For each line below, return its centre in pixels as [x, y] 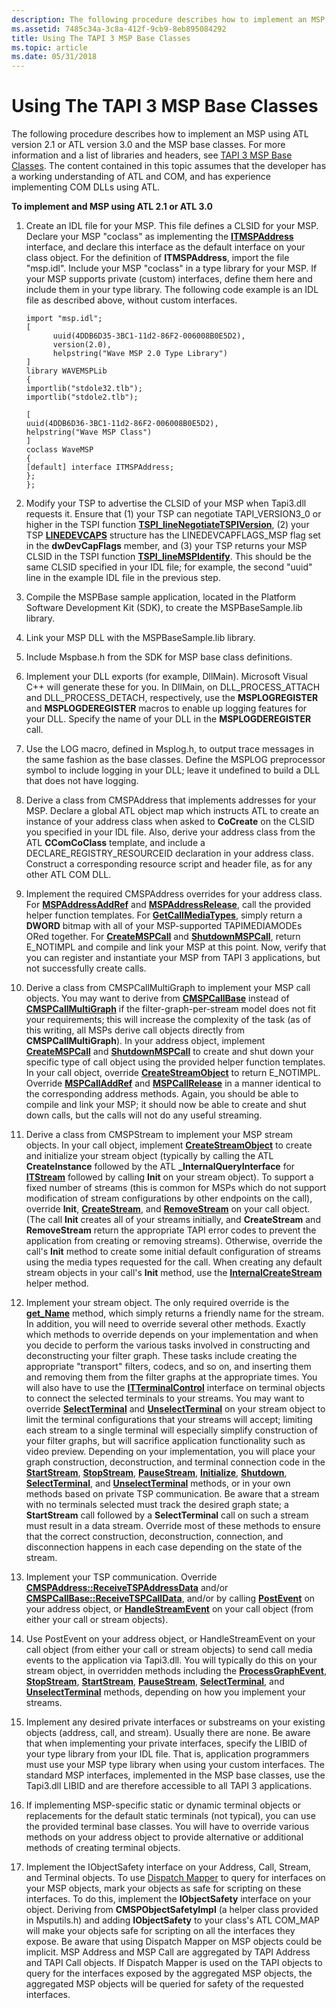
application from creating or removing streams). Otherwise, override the [174, 1241]
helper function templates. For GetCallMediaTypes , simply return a [164, 915]
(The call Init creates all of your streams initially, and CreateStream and [173, 1220]
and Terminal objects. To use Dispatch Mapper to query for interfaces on [175, 1878]
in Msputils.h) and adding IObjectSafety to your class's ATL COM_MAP [172, 1920]
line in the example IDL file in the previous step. [123, 578]
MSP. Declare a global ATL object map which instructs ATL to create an [172, 811]
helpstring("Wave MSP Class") [89, 432]
